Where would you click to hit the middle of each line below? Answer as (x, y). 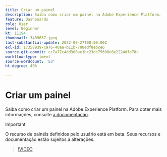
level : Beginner (22, 29)
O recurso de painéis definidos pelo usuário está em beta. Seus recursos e (83, 134)
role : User (17, 24)
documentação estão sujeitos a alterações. (50, 139)
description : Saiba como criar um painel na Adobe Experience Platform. (83, 15)
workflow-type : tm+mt (28, 57)
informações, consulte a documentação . (47, 115)
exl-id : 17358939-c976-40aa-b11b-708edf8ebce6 (55, 47)
